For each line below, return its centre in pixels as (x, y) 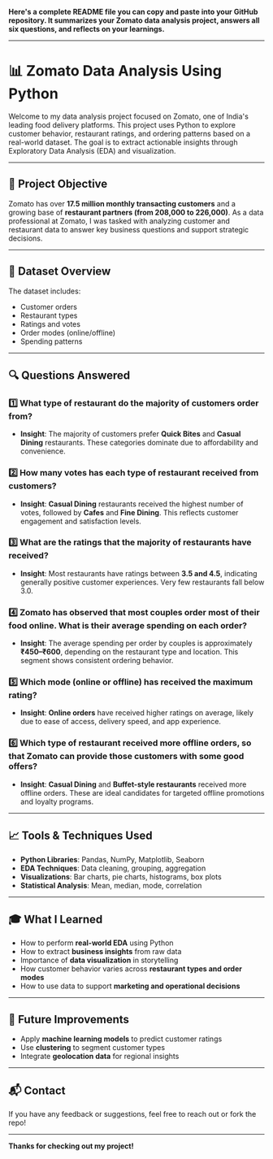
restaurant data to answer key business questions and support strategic (129, 229)
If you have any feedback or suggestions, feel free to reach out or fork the (132, 1113)
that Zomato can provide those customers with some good (126, 757)
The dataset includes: (45, 291)
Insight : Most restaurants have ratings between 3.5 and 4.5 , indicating (139, 573)
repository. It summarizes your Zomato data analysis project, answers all (134, 20)
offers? (23, 766)
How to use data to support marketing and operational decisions (130, 986)
